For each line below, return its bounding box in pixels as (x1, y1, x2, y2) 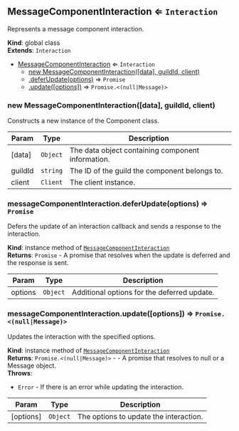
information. (70, 155, 110, 165)
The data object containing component (70, 145, 199, 155)
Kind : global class (7, 38, 60, 47)
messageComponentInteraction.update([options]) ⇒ (7, 309, 194, 319)
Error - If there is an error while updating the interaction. (17, 383, 184, 391)
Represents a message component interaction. (7, 24, 144, 33)
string (40, 167, 63, 175)
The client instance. (70, 177, 135, 187)
